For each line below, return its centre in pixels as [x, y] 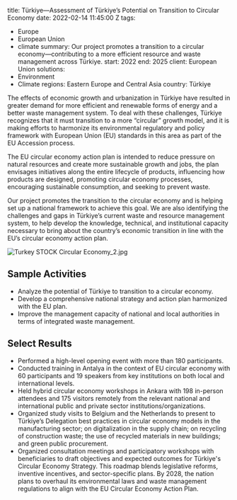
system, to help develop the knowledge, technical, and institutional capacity [118, 223]
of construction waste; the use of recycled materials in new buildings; [119, 436]
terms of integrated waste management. [76, 321]
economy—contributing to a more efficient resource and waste [109, 54]
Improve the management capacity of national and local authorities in [118, 314]
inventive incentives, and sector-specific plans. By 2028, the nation [116, 473]
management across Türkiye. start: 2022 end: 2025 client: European [117, 62]
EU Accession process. [41, 143]
